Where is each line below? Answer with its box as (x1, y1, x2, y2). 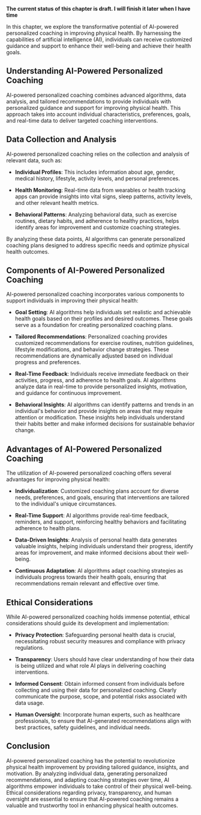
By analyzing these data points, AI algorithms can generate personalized (6, 235, 185, 242)
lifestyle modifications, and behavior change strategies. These (14, 346, 169, 353)
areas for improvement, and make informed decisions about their (14, 549, 176, 557)
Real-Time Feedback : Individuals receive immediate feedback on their (14, 370, 189, 377)
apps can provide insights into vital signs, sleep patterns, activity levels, (14, 192, 193, 200)
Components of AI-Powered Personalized (6, 266, 165, 276)
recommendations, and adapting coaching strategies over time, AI (6, 776, 170, 783)
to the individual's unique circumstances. (14, 500, 117, 507)
